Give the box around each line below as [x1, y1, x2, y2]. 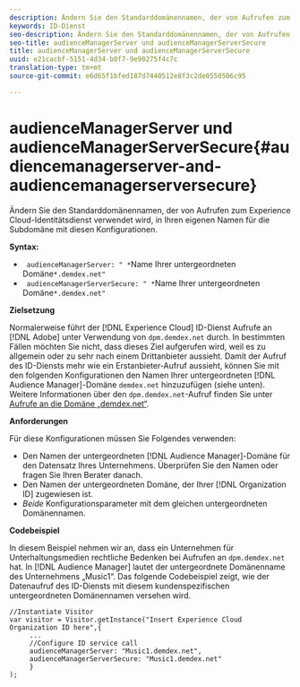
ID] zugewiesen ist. [21, 488, 94, 499]
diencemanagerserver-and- [9, 156, 222, 176]
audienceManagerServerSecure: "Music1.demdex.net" [29, 654, 222, 664]
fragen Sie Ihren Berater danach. [21, 469, 143, 480]
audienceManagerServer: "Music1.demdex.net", [29, 647, 202, 656]
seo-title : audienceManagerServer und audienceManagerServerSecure [9, 38, 267, 48]
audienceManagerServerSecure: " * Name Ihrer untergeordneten [26, 277, 261, 288]
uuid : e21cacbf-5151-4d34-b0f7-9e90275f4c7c [9, 55, 178, 64]
